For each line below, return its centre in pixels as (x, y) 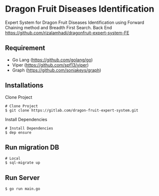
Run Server (22, 178)
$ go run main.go (23, 189)
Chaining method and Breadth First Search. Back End (59, 27)
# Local (13, 159)
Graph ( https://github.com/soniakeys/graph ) (57, 70)
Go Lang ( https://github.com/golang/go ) (52, 60)
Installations (24, 85)
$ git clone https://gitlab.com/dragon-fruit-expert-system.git (72, 110)
